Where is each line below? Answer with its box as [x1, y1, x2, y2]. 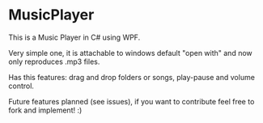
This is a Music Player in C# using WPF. [8, 32, 141, 42]
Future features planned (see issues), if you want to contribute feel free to [8, 96, 255, 106]
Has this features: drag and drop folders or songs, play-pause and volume [8, 72, 255, 82]
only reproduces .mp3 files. [8, 57, 100, 66]
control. [8, 81, 35, 91]
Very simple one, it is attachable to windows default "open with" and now [8, 48, 252, 57]
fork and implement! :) [8, 105, 83, 115]
